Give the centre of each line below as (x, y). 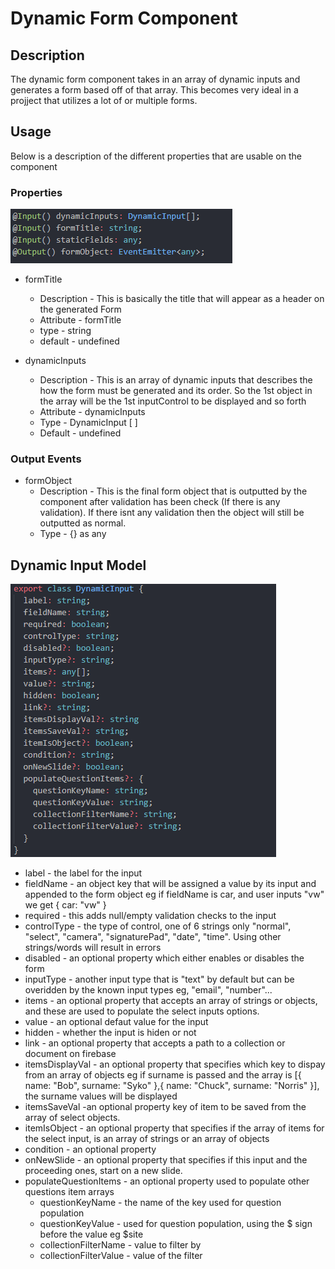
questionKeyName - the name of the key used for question (160, 1203)
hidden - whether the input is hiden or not (110, 1033)
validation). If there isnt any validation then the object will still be (172, 513)
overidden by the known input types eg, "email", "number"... (148, 990)
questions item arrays (69, 1192)
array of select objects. (72, 1118)
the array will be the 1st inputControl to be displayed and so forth (173, 401)
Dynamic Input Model (78, 565)
